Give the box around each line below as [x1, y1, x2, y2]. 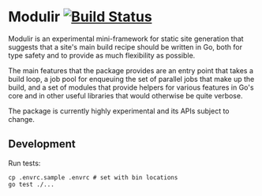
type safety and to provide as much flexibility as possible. [8, 50, 196, 60]
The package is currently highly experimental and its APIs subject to [8, 106, 230, 116]
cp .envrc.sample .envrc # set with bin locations [8, 173, 178, 181]
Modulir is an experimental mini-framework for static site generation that [8, 34, 244, 43]
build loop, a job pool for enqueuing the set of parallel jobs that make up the [8, 74, 255, 83]
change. [8, 114, 36, 124]
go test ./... [8, 180, 55, 188]
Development [8, 138, 77, 151]
